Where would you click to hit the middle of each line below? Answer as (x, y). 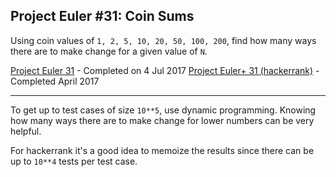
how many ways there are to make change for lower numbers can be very (162, 120)
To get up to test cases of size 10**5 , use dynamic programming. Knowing (163, 110)
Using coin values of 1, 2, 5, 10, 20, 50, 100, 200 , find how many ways (163, 40)
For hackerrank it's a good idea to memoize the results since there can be (162, 150)
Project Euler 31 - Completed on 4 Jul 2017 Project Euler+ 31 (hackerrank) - (165, 70)
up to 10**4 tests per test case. (74, 161)
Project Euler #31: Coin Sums (102, 16)
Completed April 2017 (55, 81)
